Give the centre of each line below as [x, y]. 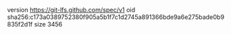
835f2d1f [20, 24]
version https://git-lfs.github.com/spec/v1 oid [71, 10]
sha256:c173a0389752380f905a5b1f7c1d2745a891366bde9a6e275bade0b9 [116, 17]
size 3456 [48, 24]
